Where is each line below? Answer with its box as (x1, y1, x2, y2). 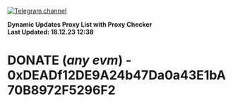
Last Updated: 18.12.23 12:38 (7, 28, 94, 36)
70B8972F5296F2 (7, 82, 116, 98)
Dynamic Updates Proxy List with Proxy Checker (7, 20, 153, 28)
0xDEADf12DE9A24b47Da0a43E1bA (7, 68, 226, 84)
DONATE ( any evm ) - (7, 53, 132, 68)
